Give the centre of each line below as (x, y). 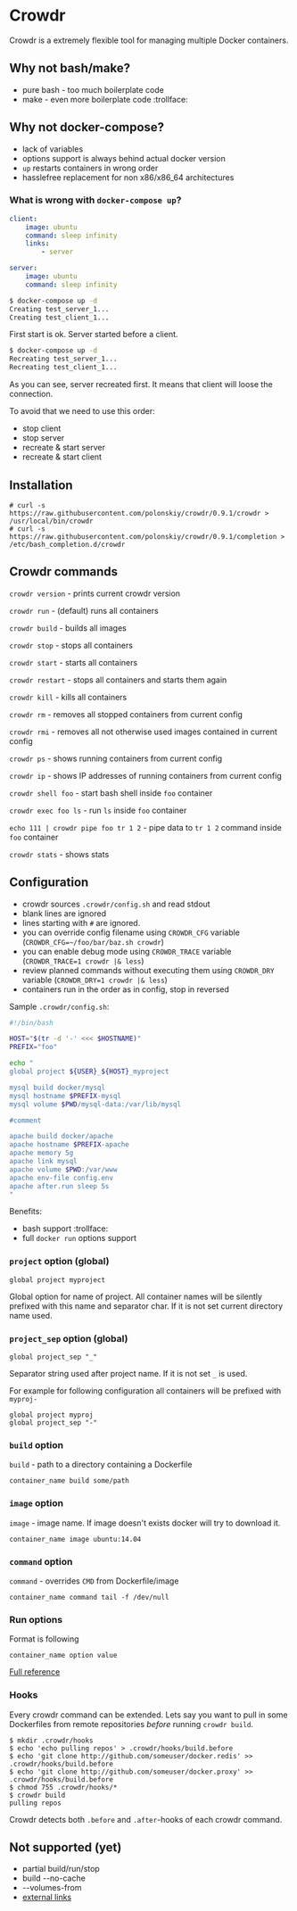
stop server (43, 438)
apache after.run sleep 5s (59, 1186)
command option (41, 1561)
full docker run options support (79, 1238)
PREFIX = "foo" (33, 1047)
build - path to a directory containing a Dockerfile (101, 1465)
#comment (25, 1121)
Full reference (35, 1672)
